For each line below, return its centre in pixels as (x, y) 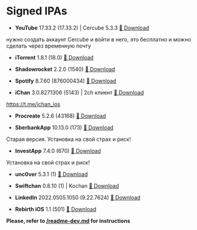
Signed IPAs (37, 11)
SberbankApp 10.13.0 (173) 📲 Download (64, 127)
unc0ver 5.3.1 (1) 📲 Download (51, 174)
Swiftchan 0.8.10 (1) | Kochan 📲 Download (67, 185)
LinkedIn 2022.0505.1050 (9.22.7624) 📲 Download (77, 197)
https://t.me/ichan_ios (33, 104)
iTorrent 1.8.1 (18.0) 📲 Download (54, 57)
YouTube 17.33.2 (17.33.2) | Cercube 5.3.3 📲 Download (82, 28)
